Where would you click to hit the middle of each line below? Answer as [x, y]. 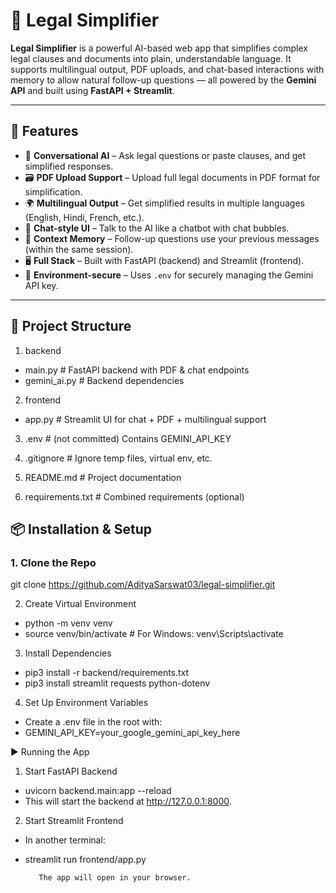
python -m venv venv [68, 623]
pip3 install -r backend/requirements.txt [107, 673]
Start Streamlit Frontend [74, 821]
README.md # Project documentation [103, 477]
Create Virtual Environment [80, 604]
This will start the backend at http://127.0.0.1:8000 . [128, 801]
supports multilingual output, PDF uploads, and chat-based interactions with [167, 69]
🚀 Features [44, 131]
